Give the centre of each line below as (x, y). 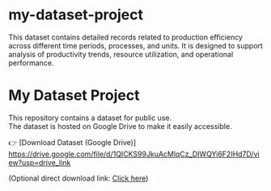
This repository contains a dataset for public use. (90, 118)
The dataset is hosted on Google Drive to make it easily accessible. (120, 126)
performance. (31, 63)
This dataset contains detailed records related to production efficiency (125, 37)
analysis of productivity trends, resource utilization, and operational (121, 54)
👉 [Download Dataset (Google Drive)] (72, 142)
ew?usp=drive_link (40, 162)
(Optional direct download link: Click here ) (78, 178)
